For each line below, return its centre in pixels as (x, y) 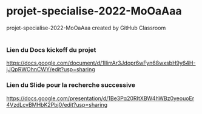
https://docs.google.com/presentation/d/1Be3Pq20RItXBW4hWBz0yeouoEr (100, 98)
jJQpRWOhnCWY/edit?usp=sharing (51, 69)
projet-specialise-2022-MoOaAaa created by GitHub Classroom (86, 28)
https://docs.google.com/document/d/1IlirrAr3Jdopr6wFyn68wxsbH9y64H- (101, 63)
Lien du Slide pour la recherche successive (71, 85)
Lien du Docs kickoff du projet (51, 49)
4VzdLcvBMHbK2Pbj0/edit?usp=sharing (57, 104)
